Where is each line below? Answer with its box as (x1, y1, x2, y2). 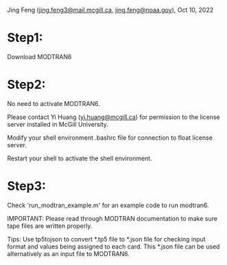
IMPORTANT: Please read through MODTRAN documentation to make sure (7, 214, 218, 222)
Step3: (7, 178, 47, 194)
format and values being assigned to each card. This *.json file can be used (7, 242, 220, 251)
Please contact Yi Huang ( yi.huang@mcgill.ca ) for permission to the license (7, 113, 221, 121)
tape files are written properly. (7, 222, 93, 230)
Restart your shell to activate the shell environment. (7, 154, 152, 162)
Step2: (7, 77, 46, 92)
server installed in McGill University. (7, 120, 108, 128)
